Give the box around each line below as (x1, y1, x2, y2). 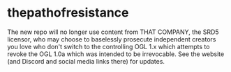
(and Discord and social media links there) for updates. (7, 57, 165, 65)
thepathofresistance (7, 5, 129, 21)
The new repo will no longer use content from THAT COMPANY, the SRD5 (7, 28, 219, 36)
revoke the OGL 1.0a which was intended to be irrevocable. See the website (7, 50, 225, 58)
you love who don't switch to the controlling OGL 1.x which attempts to (7, 42, 210, 51)
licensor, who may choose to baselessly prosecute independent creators (7, 35, 216, 43)
